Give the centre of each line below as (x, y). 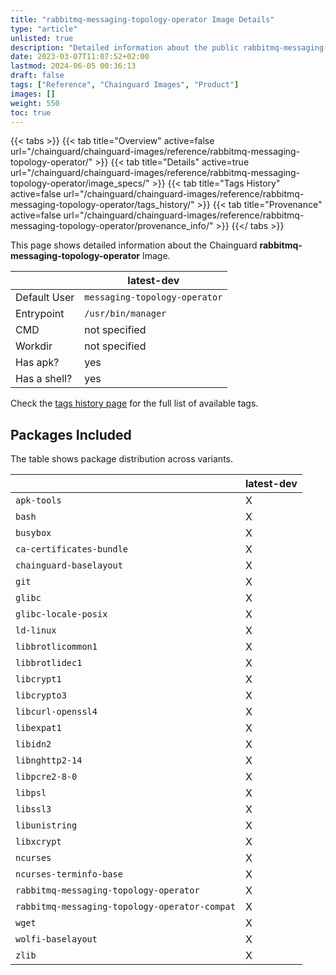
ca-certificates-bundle (72, 549)
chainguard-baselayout (69, 565)
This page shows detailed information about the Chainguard (134, 245)
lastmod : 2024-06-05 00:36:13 (73, 66)
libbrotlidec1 (49, 663)
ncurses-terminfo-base (69, 874)
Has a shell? (44, 379)
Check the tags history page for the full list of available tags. (134, 403)
